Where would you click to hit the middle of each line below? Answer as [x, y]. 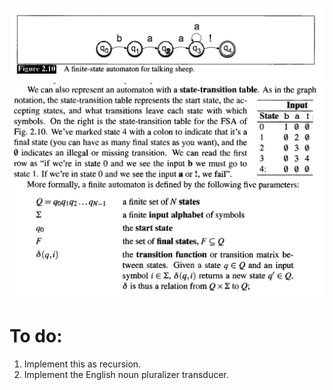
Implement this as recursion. [82, 364]
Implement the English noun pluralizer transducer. [126, 375]
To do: [36, 336]
